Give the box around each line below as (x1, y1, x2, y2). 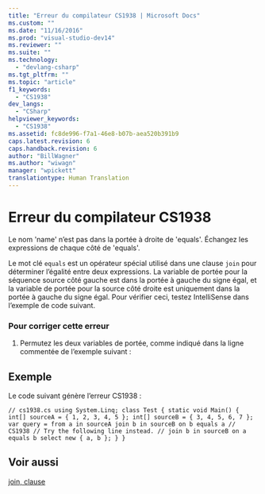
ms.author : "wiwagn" (8, 160, 77, 168)
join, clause (8, 477, 46, 486)
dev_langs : (8, 100, 44, 108)
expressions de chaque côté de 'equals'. (8, 243, 140, 253)
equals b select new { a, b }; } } (8, 434, 126, 442)
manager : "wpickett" (8, 167, 77, 175)
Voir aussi (8, 456, 59, 469)
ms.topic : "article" (8, 78, 77, 86)
